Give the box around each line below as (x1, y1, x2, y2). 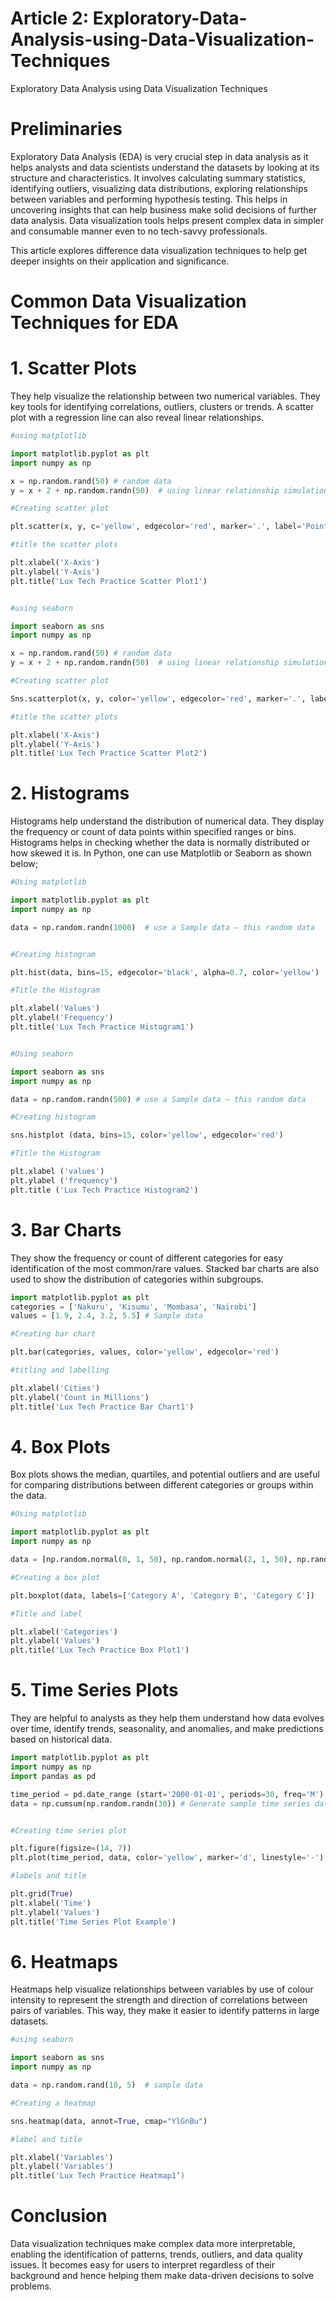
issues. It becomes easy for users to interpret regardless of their (10, 2259, 276, 2271)
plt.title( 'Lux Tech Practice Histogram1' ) (10, 1022, 195, 1032)
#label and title (10, 2134, 83, 2144)
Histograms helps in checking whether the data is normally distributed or (10, 837, 310, 849)
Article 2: (10, 7, 90, 30)
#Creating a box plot (10, 1572, 101, 1582)
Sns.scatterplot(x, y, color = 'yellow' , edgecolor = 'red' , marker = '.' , (10, 693, 307, 704)
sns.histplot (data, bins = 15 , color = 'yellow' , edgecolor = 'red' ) (10, 1130, 284, 1141)
